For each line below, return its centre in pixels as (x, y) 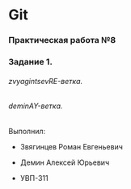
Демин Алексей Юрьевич (65, 162)
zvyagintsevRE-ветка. (46, 81)
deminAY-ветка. (36, 106)
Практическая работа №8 (62, 40)
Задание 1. (30, 62)
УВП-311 (34, 178)
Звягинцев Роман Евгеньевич (72, 146)
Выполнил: (27, 131)
